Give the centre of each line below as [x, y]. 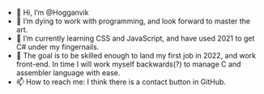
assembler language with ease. [68, 73]
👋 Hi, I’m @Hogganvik [52, 13]
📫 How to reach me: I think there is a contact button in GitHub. [121, 82]
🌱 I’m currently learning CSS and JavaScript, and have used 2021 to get [135, 38]
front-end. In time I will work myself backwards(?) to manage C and [128, 64]
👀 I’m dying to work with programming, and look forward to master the [133, 21]
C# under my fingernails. [57, 47]
